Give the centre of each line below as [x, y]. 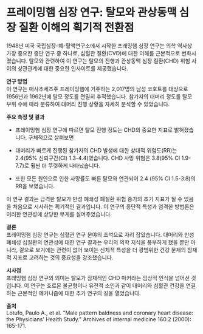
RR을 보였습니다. [35, 186]
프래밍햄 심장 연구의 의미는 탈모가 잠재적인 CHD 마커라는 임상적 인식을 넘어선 [98, 278]
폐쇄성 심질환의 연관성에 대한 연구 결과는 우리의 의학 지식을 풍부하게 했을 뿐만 [98, 242]
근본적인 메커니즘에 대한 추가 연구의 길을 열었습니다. [79, 293]
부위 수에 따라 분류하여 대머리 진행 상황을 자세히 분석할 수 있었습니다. [88, 104]
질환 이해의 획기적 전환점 [76, 28]
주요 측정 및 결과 [26, 117]
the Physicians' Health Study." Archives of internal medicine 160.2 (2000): [99, 319]
